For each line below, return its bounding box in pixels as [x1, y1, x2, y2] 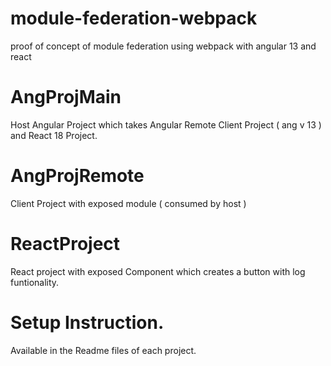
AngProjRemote [10, 165, 145, 187]
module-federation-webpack [10, 7, 258, 30]
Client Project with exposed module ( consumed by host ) [10, 197, 247, 209]
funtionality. [10, 276, 60, 288]
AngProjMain [10, 86, 122, 109]
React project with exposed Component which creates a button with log [10, 265, 306, 277]
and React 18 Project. [10, 129, 98, 141]
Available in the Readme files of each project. [10, 344, 197, 356]
